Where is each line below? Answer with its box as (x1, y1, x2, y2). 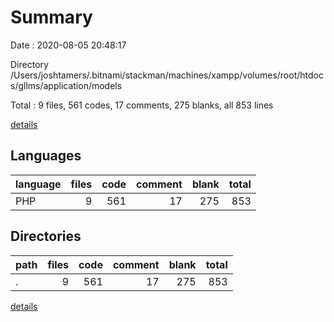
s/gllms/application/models (10, 79, 123, 91)
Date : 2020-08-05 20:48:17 (10, 39, 127, 51)
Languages (10, 147, 82, 165)
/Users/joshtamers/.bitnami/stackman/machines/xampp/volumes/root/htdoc (10, 69, 324, 81)
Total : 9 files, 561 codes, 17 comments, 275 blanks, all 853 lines (10, 99, 274, 111)
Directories (10, 228, 82, 245)
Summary (10, 6, 93, 29)
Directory (10, 58, 49, 70)
